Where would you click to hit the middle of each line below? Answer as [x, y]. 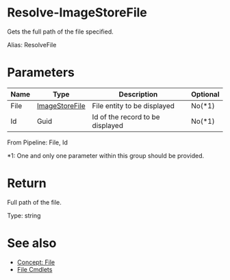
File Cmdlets [35, 269]
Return [27, 183]
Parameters [41, 73]
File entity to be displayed [133, 105]
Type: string [24, 215]
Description [138, 94]
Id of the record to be [126, 116]
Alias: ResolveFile [32, 44]
